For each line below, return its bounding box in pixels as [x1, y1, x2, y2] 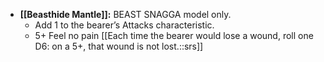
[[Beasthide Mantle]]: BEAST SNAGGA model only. [19, 9, 232, 20]
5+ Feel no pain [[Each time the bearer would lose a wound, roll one [34, 30, 314, 41]
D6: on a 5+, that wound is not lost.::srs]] [34, 40, 204, 52]
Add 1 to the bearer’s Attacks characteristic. [34, 19, 215, 31]
